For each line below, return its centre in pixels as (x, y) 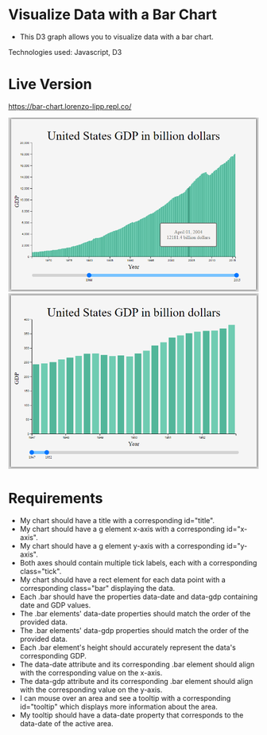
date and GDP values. (55, 605)
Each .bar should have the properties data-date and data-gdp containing (139, 596)
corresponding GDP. (53, 655)
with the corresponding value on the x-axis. (91, 672)
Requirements (56, 498)
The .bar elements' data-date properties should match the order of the (135, 613)
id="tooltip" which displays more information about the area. (119, 706)
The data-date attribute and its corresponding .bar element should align (137, 664)
